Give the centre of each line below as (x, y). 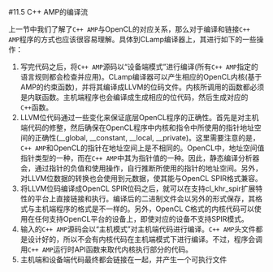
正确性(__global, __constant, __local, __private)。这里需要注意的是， (147, 138)
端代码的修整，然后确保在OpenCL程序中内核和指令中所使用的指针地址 (137, 127)
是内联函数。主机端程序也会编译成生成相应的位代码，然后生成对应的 (134, 97)
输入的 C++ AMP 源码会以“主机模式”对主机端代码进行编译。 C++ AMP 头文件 (138, 229)
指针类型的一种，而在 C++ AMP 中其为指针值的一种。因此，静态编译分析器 (140, 158)
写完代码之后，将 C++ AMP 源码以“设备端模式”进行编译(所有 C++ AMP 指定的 (139, 67)
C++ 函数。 (37, 107)
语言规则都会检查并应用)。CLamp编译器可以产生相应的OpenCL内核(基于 (141, 77)
